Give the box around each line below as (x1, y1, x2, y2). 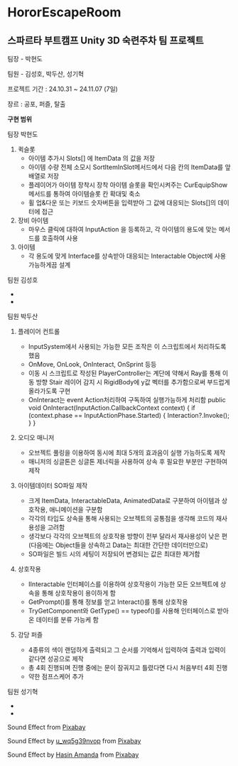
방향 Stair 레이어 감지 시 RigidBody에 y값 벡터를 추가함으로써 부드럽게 (36, 378, 231, 386)
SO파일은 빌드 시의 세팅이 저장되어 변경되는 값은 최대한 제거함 (28, 550, 200, 558)
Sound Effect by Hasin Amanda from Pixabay (7, 750, 139, 759)
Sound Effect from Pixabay (7, 723, 86, 731)
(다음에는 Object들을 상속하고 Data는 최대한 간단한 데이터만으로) (28, 541, 208, 549)
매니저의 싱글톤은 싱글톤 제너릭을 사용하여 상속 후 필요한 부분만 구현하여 (28, 458, 228, 465)
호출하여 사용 (41, 234, 78, 242)
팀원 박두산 (7, 312, 38, 320)
